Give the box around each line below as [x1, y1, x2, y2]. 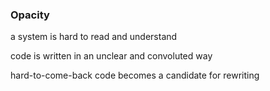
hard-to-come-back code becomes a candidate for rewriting [10, 69, 260, 82]
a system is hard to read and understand [10, 31, 178, 43]
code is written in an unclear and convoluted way [10, 50, 213, 62]
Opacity [10, 8, 50, 22]
